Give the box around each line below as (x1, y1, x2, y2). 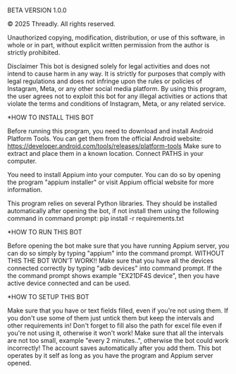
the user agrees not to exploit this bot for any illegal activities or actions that (7, 92, 228, 100)
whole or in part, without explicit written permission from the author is (7, 41, 210, 49)
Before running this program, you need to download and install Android (7, 127, 213, 135)
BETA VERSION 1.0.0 (7, 6, 67, 14)
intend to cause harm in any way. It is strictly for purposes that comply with (7, 70, 225, 78)
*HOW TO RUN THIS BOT (7, 228, 82, 236)
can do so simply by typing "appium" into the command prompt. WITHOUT (7, 249, 225, 257)
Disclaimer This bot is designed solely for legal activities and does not (7, 62, 210, 70)
